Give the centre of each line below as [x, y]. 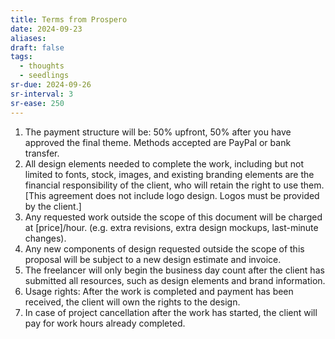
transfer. [42, 153]
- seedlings [44, 76]
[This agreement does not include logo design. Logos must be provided [172, 195]
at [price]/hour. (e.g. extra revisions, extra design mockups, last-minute [171, 227]
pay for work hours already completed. [105, 323]
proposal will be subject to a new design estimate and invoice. [153, 259]
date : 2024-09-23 [46, 29]
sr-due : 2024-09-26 [51, 85]
